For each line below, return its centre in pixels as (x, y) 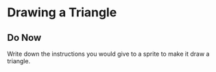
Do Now (24, 38)
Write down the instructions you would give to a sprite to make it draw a (108, 54)
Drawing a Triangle (62, 13)
